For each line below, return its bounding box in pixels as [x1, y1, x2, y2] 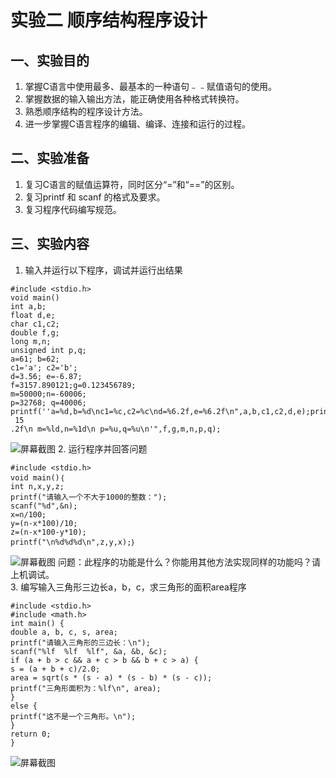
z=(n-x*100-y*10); [10, 527, 87, 537]
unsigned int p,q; [10, 345, 87, 355]
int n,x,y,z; [10, 481, 65, 491]
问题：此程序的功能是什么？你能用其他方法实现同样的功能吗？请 [57, 556, 321, 568]
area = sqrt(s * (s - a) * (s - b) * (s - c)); [10, 672, 213, 683]
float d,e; [10, 310, 56, 320]
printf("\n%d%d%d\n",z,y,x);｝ [10, 537, 137, 547]
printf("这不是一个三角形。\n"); [10, 711, 137, 721]
